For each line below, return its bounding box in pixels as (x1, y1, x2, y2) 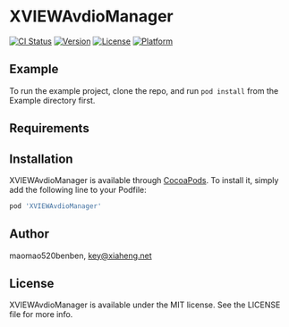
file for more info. (9, 309, 73, 320)
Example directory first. (9, 95, 96, 105)
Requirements (9, 121, 89, 136)
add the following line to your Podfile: (9, 184, 148, 195)
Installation (9, 151, 73, 166)
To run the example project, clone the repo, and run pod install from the (9, 85, 279, 96)
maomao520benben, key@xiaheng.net (9, 250, 152, 261)
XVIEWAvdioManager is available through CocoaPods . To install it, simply (9, 174, 279, 185)
